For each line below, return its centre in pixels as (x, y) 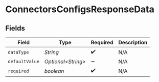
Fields (15, 28)
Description (133, 43)
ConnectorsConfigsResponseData (80, 9)
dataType (18, 52)
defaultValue (24, 61)
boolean (54, 71)
